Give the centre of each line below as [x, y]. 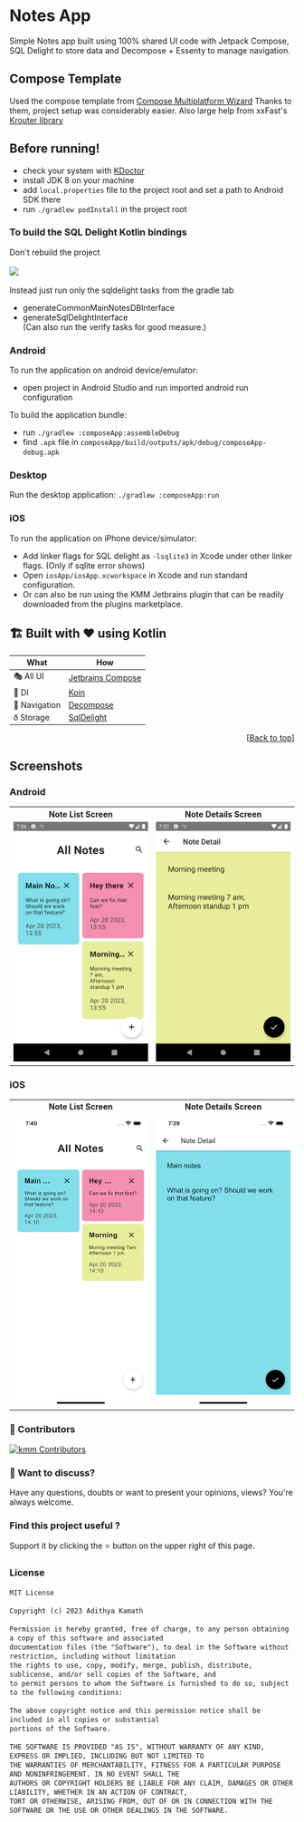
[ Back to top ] [271, 737]
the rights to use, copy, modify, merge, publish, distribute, [131, 1665]
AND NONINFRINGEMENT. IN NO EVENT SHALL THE [95, 1774]
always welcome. [42, 1502]
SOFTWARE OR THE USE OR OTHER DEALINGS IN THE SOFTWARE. [119, 1810]
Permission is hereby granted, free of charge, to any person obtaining [149, 1629]
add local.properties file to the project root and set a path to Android [152, 189]
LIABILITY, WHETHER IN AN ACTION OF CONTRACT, [99, 1792]
